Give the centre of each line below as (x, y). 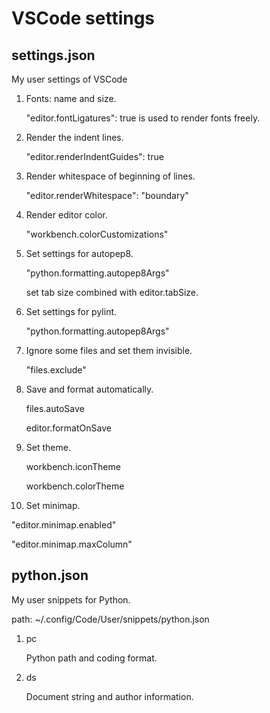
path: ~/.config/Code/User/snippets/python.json (110, 619)
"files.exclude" (56, 370)
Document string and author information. (109, 696)
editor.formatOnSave (68, 428)
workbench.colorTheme (75, 486)
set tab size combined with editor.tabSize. (112, 292)
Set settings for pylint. (71, 311)
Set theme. (48, 447)
